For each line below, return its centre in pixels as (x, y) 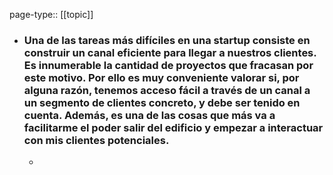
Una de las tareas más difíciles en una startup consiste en (167, 40)
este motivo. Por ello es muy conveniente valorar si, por (161, 77)
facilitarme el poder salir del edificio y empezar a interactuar (173, 127)
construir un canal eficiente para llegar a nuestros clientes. (170, 52)
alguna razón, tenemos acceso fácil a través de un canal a (167, 90)
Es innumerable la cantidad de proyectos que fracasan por (168, 65)
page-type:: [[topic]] (51, 14)
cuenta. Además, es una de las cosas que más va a (149, 115)
